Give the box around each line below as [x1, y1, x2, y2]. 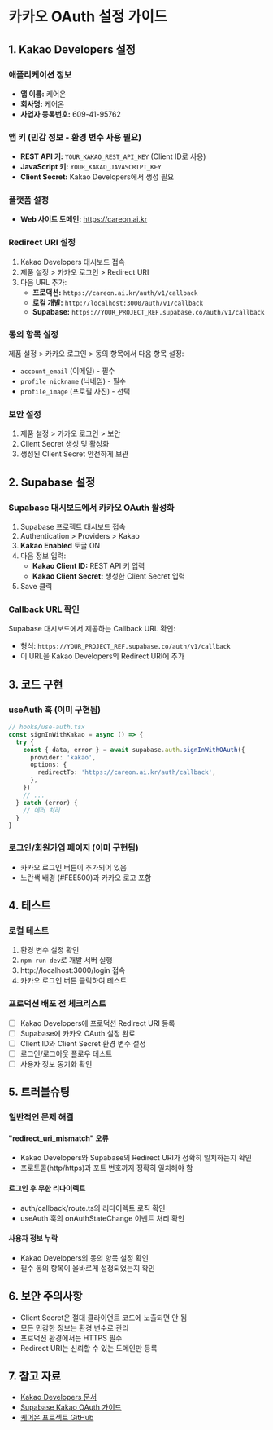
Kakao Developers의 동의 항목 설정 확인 [19, 1252, 149, 1263]
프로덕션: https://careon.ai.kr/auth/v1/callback [32, 287, 198, 297]
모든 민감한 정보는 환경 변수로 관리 [19, 1322, 129, 1332]
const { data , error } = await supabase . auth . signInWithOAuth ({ [23, 746, 245, 754]
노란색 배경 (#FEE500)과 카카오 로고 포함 [19, 873, 152, 882]
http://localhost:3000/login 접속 [19, 966, 126, 975]
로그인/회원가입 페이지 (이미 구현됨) [8, 843, 140, 854]
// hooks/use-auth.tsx [8, 723, 85, 732]
